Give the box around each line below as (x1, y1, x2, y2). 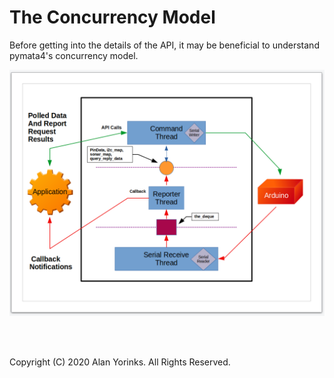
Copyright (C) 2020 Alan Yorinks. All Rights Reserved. (9, 356, 231, 368)
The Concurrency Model (9, 6, 216, 29)
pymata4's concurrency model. (9, 49, 139, 61)
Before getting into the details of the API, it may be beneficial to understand (9, 39, 320, 51)
